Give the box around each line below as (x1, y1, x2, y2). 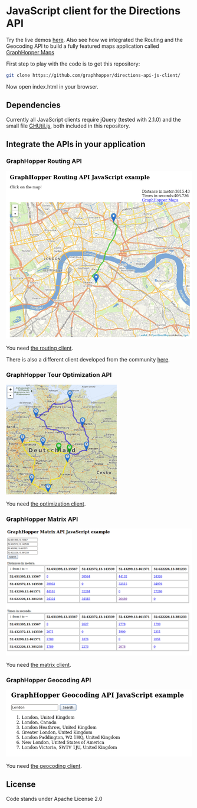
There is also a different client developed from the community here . (6, 356, 170, 363)
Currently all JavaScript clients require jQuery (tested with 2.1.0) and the (6, 116, 181, 123)
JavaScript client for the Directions (6, 4, 181, 18)
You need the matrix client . (6, 661, 72, 668)
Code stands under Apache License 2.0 (6, 795, 103, 802)
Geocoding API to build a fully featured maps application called (6, 43, 159, 50)
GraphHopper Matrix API (6, 515, 78, 523)
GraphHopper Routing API (6, 157, 82, 165)
